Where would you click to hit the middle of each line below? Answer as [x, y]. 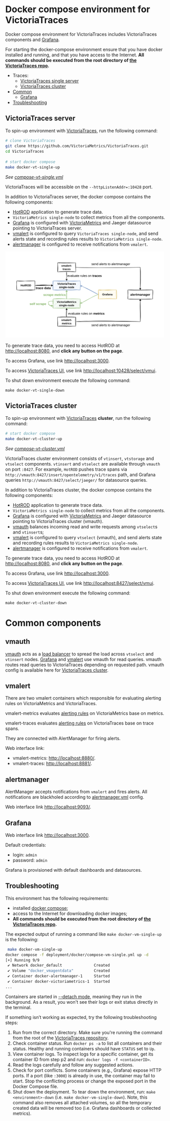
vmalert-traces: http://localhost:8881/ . [52, 764]
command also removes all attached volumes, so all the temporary [82, 1102]
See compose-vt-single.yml [34, 177]
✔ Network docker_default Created [59, 966]
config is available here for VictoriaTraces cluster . [57, 670]
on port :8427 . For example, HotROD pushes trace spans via [66, 469]
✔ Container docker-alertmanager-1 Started [59, 976]
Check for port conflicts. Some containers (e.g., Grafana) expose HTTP [87, 1070]
